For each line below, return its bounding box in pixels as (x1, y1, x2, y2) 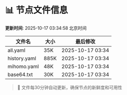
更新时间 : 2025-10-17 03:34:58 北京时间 (5, 25, 87, 31)
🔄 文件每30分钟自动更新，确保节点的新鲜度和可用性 (17, 84, 123, 90)
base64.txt (7, 71, 33, 78)
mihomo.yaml (7, 63, 39, 70)
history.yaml (7, 55, 36, 62)
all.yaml (7, 47, 26, 54)
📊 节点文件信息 (5, 4, 68, 16)
